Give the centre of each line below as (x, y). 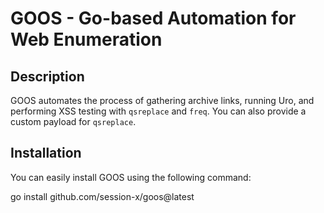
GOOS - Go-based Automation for (153, 18)
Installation (46, 153)
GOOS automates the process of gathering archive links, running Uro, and (162, 100)
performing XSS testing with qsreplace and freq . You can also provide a (158, 111)
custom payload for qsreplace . (73, 121)
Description (47, 76)
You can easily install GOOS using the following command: (131, 177)
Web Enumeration (86, 39)
